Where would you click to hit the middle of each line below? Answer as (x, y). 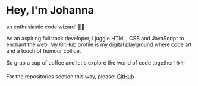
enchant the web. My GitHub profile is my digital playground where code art (99, 44)
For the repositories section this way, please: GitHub (70, 76)
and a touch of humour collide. (44, 50)
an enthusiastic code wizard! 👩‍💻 (45, 27)
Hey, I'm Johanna (50, 10)
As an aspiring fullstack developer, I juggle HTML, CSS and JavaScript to (95, 38)
